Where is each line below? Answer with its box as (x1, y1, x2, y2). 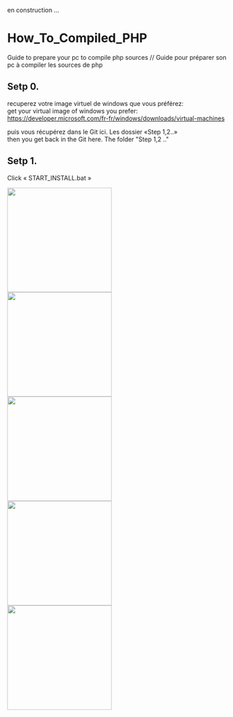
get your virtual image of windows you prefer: (7, 107, 138, 115)
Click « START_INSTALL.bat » (7, 173, 92, 182)
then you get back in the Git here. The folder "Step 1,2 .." (7, 135, 169, 143)
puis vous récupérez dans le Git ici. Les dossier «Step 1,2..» (7, 127, 178, 136)
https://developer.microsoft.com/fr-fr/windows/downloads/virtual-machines (7, 114, 225, 123)
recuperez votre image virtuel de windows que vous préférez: (7, 99, 184, 107)
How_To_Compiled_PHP (7, 31, 147, 46)
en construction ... (7, 6, 60, 14)
